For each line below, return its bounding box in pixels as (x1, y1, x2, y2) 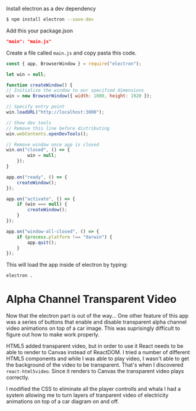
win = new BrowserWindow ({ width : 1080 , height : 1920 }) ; (6, 93, 152, 99)
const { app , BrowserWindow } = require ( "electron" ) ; (6, 60, 142, 67)
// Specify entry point (6, 103, 65, 110)
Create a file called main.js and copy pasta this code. (6, 49, 137, 56)
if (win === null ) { (17, 201, 68, 208)
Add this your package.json (6, 27, 73, 34)
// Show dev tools (6, 119, 52, 126)
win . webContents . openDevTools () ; (6, 131, 89, 137)
